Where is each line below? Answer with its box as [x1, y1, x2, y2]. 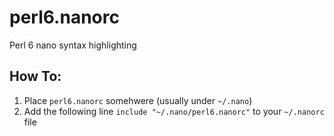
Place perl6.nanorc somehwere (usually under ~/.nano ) [23, 94, 253, 106]
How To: [9, 68, 62, 85]
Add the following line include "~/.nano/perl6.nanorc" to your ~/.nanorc [23, 105, 325, 117]
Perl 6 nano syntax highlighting [9, 39, 137, 51]
